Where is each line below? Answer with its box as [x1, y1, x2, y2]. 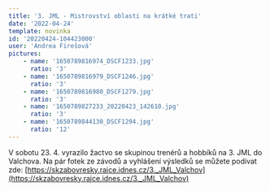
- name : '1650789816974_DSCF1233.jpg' [23, 58, 155, 66]
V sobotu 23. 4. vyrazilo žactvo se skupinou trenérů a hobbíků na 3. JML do [8, 147, 263, 157]
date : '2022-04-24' [8, 20, 75, 28]
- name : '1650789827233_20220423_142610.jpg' [23, 102, 181, 111]
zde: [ [8, 164, 28, 175]
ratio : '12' [29, 125, 71, 133]
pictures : [8, 50, 42, 58]
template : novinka [8, 27, 71, 35]
